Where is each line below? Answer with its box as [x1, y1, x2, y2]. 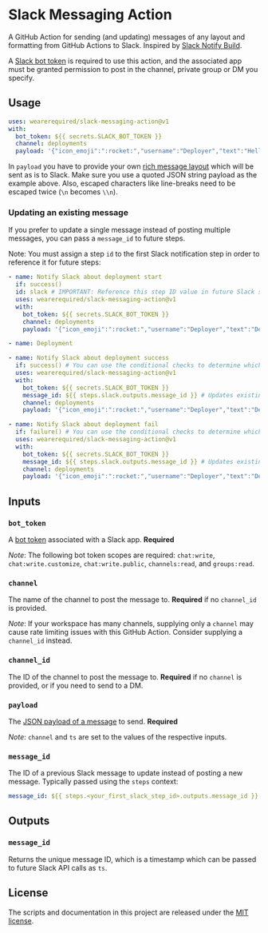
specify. [8, 73, 34, 82]
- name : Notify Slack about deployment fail [8, 421, 159, 429]
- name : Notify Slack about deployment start [8, 273, 162, 281]
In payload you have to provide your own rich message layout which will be [8, 161, 254, 171]
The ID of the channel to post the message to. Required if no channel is [8, 672, 242, 681]
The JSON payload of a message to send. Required [8, 716, 178, 726]
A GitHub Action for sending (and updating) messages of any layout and [8, 32, 246, 42]
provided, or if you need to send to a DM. [8, 680, 144, 690]
